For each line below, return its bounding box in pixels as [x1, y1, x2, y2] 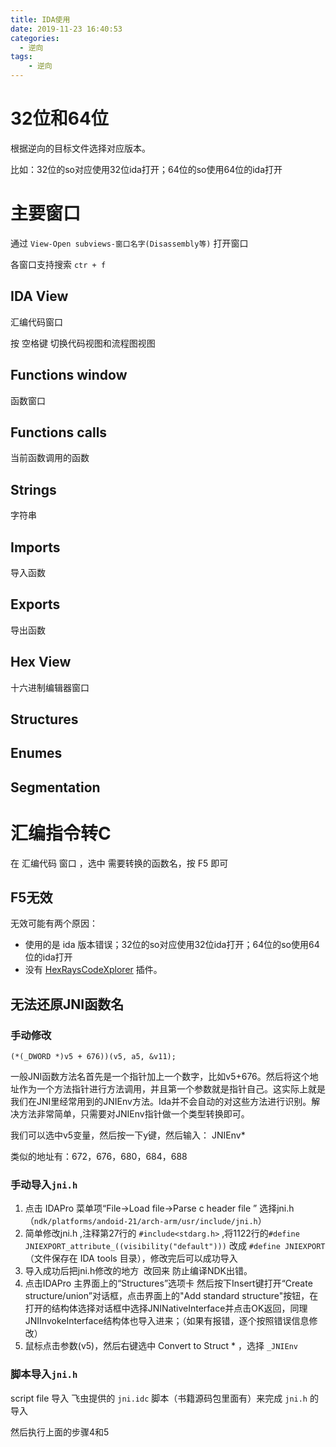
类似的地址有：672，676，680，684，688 [10, 1151, 188, 1163]
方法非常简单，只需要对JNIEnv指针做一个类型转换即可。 [18, 1108, 250, 1120]
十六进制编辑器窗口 [10, 681, 90, 693]
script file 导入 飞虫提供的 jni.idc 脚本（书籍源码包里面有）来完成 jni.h [10, 1392, 308, 1404]
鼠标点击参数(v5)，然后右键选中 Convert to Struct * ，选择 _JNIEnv [24, 1340, 298, 1352]
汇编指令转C [10, 822, 112, 845]
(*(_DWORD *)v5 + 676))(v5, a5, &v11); [10, 1052, 177, 1062]
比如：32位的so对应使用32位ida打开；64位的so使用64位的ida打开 [10, 163, 283, 175]
